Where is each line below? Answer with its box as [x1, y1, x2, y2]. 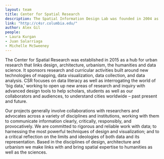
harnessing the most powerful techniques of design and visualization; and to [5, 128, 160, 134]
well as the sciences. [5, 149, 47, 155]
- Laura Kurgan [5, 35, 36, 40]
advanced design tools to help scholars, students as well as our [5, 88, 133, 94]
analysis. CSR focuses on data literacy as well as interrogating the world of [5, 78, 156, 83]
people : [5, 30, 21, 35]
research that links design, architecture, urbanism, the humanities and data [5, 62, 156, 68]
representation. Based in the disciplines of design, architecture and [5, 139, 141, 144]
